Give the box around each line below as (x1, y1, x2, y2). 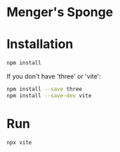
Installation (6, 36, 74, 53)
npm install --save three (6, 85, 82, 92)
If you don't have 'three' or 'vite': (6, 72, 101, 81)
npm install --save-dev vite (6, 92, 92, 99)
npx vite (6, 139, 32, 146)
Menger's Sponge (6, 4, 114, 20)
